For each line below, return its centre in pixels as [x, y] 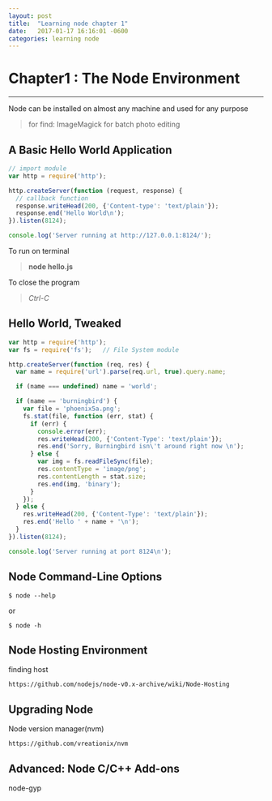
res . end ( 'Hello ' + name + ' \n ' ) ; [81, 522]
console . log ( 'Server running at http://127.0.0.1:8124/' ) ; [110, 236]
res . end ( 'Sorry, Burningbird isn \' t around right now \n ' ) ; [141, 447]
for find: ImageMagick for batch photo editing [104, 124]
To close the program [44, 282]
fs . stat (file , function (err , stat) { [88, 416]
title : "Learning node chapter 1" [68, 24]
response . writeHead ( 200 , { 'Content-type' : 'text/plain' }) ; [117, 206]
